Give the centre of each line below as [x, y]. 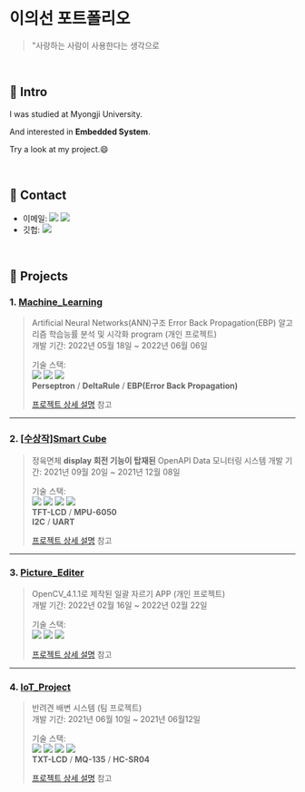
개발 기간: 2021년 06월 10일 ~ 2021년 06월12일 [116, 719]
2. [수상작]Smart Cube [58, 439]
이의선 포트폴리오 [70, 19]
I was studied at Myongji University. [76, 113]
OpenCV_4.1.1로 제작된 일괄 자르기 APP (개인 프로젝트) [128, 593]
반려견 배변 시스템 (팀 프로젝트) [87, 708]
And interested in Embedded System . [80, 132]
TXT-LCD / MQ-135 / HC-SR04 [90, 759]
